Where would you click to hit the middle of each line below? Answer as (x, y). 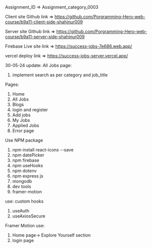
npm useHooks (28, 165)
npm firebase (26, 160)
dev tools (22, 186)
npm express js (28, 176)
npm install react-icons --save (43, 150)
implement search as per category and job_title (60, 75)
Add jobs (21, 115)
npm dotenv (24, 171)
